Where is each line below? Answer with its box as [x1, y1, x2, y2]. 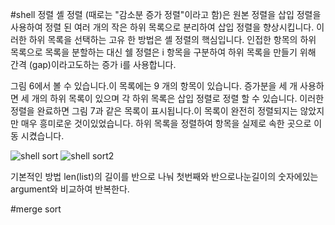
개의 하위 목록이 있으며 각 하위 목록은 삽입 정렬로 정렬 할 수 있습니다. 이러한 [31, 93, 325, 104]
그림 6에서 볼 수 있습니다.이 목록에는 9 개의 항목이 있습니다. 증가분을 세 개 [10, 80, 298, 92]
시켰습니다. [20, 130, 65, 142]
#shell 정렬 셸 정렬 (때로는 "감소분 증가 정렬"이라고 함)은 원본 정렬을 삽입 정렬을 [10, 9, 322, 20]
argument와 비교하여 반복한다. [10, 183, 130, 195]
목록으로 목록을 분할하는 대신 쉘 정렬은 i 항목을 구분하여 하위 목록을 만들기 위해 [10, 46, 317, 58]
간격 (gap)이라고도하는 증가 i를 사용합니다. [10, 59, 177, 70]
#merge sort [10, 203, 62, 215]
